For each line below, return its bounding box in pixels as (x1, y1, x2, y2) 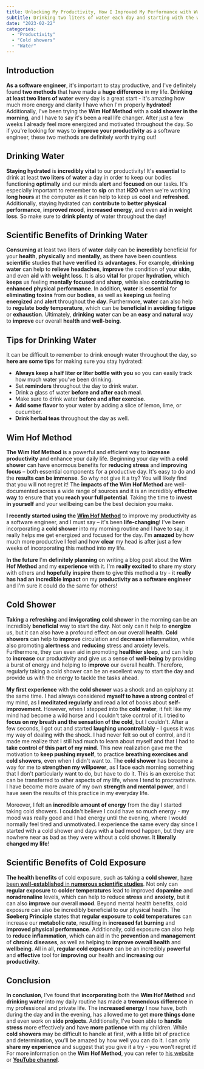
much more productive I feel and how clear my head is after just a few (6, 538, 182, 545)
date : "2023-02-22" (6, 20, 56, 26)
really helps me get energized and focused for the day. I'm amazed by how (6, 531, 194, 539)
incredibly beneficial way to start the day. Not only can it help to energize (6, 622, 191, 629)
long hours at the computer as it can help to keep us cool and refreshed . (6, 193, 190, 200)
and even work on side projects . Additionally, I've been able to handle (6, 1017, 182, 1025)
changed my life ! (6, 839, 50, 847)
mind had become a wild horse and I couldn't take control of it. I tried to (6, 712, 185, 719)
